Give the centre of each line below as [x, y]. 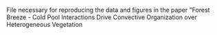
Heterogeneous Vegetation [45, 24]
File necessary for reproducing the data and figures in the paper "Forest [108, 10]
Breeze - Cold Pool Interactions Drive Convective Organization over [102, 17]
